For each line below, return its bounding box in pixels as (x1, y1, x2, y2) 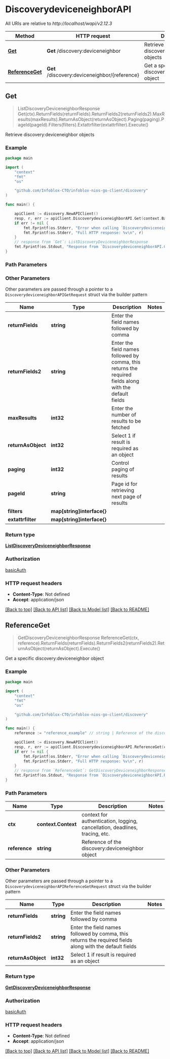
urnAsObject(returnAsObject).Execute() (17, 645, 100, 651)
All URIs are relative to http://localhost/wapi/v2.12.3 (5, 20, 112, 26)
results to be (111, 418, 141, 425)
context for (81, 811, 108, 818)
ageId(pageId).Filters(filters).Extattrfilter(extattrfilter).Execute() (17, 121, 149, 127)
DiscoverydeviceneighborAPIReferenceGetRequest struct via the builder (5, 883, 152, 889)
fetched (111, 424, 130, 431)
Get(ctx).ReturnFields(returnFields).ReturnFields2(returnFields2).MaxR (17, 111, 165, 117)
